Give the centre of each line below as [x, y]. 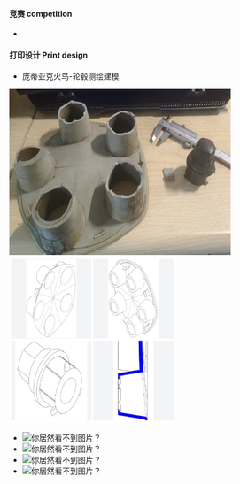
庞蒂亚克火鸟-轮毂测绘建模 [70, 76]
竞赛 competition [41, 13]
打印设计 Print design [49, 55]
